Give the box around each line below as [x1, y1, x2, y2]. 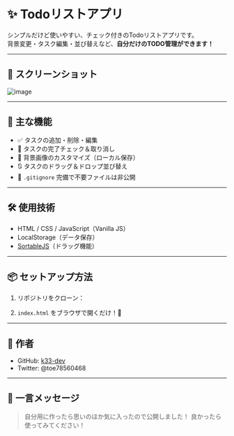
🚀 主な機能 [7, 116, 52, 128]
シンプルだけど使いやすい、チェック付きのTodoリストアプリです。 [7, 31, 198, 39]
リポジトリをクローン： [17, 294, 85, 302]
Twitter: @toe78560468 [17, 364, 86, 372]
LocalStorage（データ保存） [17, 233, 99, 241]
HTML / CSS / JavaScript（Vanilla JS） [17, 225, 130, 233]
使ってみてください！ [24, 421, 86, 429]
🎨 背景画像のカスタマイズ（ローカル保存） [17, 153, 139, 161]
